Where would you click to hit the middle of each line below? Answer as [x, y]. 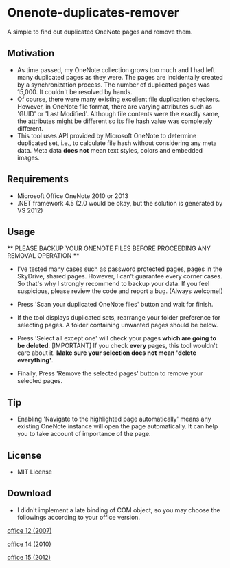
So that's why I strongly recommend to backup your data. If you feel [113, 284]
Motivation [31, 53]
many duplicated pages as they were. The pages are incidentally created [120, 77]
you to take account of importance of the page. [84, 434]
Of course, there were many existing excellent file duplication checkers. [118, 99]
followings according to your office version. [79, 517]
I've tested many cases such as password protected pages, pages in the [119, 269]
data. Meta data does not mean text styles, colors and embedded [110, 150]
